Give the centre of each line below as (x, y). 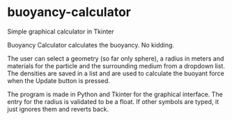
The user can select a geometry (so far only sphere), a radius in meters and (116, 58)
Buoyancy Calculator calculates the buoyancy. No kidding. (91, 45)
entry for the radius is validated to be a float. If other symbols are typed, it (113, 101)
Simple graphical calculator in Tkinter (61, 31)
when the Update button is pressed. (59, 80)
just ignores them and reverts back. (58, 109)
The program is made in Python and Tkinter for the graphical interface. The (115, 94)
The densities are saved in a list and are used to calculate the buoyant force (116, 73)
